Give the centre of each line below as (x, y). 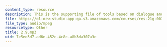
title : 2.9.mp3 (21, 32)
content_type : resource (30, 10)
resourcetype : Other (27, 28)
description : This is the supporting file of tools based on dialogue (80, 14)
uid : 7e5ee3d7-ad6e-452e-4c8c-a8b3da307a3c (51, 37)
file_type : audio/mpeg (29, 23)
